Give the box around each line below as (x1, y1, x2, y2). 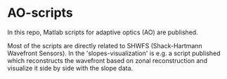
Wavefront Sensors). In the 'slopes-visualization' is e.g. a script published (7, 49, 221, 57)
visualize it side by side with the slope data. (7, 64, 134, 72)
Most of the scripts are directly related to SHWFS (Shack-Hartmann (7, 41, 202, 50)
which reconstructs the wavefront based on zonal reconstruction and (7, 56, 207, 64)
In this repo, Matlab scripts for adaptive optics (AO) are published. (7, 28, 198, 36)
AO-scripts (7, 5, 74, 21)
